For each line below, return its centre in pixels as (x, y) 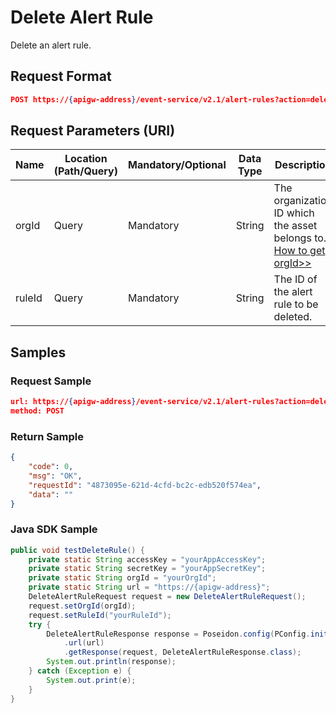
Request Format (61, 76)
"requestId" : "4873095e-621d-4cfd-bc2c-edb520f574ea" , (145, 485)
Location (86, 159)
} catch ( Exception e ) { (80, 671)
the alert (293, 292)
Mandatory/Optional (177, 165)
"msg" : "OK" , (55, 476)
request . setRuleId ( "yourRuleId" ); (100, 615)
